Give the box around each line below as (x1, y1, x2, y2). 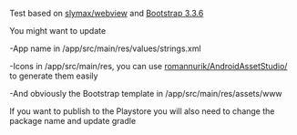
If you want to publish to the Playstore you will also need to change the (9, 106, 275, 117)
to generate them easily (9, 70, 98, 81)
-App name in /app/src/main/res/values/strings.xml (9, 43, 202, 54)
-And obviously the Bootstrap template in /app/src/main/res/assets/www (9, 88, 282, 99)
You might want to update (9, 26, 107, 36)
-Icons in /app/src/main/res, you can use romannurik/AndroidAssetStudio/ (9, 61, 288, 71)
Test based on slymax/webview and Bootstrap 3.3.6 (9, 8, 204, 18)
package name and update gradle (9, 116, 137, 126)
